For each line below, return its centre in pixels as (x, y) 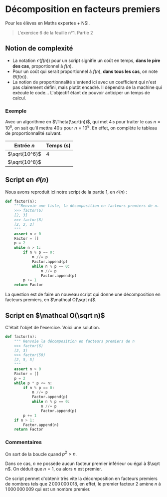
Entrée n (24, 145)
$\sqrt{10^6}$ (24, 154)
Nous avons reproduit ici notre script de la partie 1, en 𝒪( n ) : (66, 192)
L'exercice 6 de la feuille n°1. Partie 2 (55, 32)
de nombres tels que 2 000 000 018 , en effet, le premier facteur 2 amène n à (83, 484)
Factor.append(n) (41, 425)
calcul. (19, 98)
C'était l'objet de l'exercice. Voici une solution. (53, 327)
